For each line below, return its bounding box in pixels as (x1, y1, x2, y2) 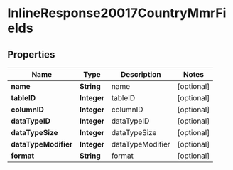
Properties (7, 48, 55, 60)
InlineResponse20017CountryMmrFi (7, 5, 227, 21)
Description (120, 70, 161, 79)
